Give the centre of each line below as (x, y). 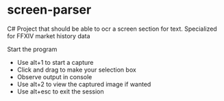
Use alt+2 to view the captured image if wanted (84, 84)
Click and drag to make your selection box (77, 70)
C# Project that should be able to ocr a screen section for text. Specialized (112, 29)
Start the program (32, 49)
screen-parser (49, 10)
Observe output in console (54, 76)
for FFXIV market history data (49, 35)
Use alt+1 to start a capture (55, 62)
